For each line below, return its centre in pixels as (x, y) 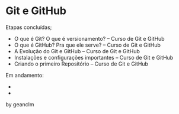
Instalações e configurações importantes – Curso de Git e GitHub (94, 57)
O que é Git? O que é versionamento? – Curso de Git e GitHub (89, 38)
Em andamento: (25, 75)
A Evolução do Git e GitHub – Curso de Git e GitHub (77, 51)
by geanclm (20, 104)
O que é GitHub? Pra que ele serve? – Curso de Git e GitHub (87, 45)
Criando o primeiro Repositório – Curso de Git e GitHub (81, 64)
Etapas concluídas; (29, 27)
